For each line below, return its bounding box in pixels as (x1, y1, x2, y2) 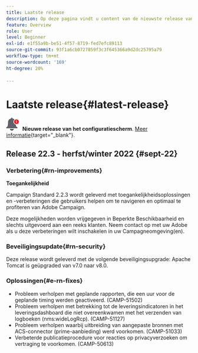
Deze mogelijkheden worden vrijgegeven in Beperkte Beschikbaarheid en (6, 215, 184, 222)
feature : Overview (6, 22, 51, 28)
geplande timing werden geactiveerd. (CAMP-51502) (14, 296, 143, 303)
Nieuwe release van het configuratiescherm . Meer (22, 126, 148, 133)
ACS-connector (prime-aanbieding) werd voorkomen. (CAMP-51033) (14, 328, 183, 335)
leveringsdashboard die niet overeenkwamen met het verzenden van (14, 309, 181, 316)
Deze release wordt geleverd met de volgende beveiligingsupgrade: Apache (6, 256, 191, 263)
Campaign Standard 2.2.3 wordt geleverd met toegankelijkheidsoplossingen (6, 192, 190, 198)
